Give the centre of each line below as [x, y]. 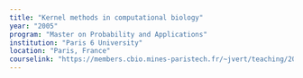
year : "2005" [34, 26]
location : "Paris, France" [60, 51]
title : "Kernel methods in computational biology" [106, 17]
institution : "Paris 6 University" [76, 43]
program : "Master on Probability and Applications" [108, 34]
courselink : [32, 59]
